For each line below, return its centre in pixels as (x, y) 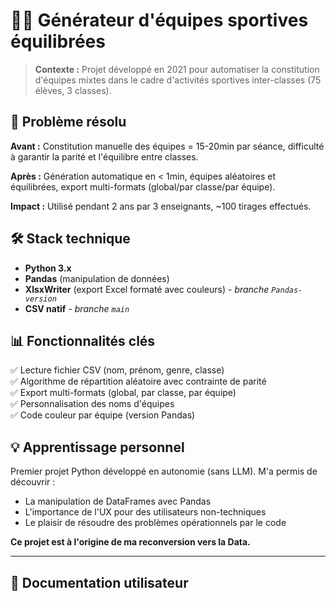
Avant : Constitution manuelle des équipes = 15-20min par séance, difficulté (167, 146)
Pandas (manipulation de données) (97, 278)
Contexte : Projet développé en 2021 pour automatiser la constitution (177, 69)
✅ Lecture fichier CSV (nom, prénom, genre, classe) (117, 370)
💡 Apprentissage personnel (97, 447)
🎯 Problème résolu (68, 122)
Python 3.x (48, 268)
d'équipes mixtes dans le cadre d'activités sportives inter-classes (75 (178, 80)
